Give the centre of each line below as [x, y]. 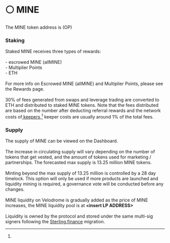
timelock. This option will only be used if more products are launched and [82, 179]
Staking [15, 40]
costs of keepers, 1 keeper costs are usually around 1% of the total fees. [79, 116]
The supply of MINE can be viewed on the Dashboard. [62, 141]
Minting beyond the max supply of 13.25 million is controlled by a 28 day [80, 173]
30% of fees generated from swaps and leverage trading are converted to [82, 100]
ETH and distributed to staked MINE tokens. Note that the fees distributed [82, 105]
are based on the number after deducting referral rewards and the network [83, 111]
